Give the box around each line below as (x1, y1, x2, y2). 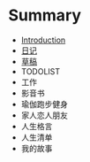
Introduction (20, 35, 66, 45)
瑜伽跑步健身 (20, 98, 68, 109)
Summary (8, 5, 81, 26)
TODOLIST (20, 66, 61, 76)
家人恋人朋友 (20, 110, 68, 120)
